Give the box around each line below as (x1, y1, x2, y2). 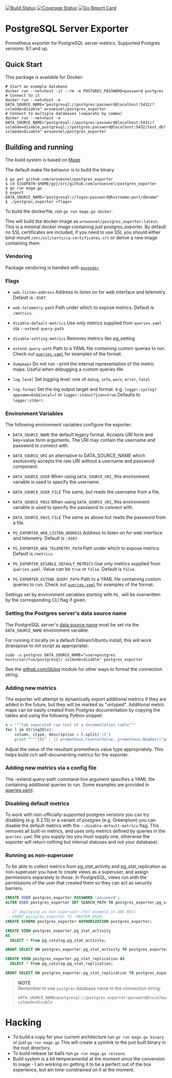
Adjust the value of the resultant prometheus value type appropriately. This (5, 746, 164, 752)
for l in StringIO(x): (5, 727, 54, 732)
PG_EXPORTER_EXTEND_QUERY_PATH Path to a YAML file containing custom (12, 576, 161, 582)
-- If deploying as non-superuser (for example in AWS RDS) (5, 909, 137, 915)
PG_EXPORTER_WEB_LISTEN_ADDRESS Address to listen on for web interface (12, 530, 163, 536)
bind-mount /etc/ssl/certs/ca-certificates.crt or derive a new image (5, 234, 158, 240)
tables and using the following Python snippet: (5, 712, 103, 719)
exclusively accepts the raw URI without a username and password (12, 458, 155, 464)
